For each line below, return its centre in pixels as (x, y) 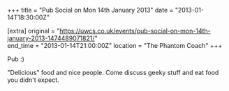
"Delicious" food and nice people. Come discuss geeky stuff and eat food (113, 73)
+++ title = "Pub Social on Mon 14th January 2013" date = (90, 10)
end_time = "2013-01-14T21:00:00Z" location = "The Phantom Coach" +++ (115, 45)
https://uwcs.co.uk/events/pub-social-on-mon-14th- (135, 31)
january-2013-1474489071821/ (51, 38)
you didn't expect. (33, 80)
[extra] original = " (34, 31)
